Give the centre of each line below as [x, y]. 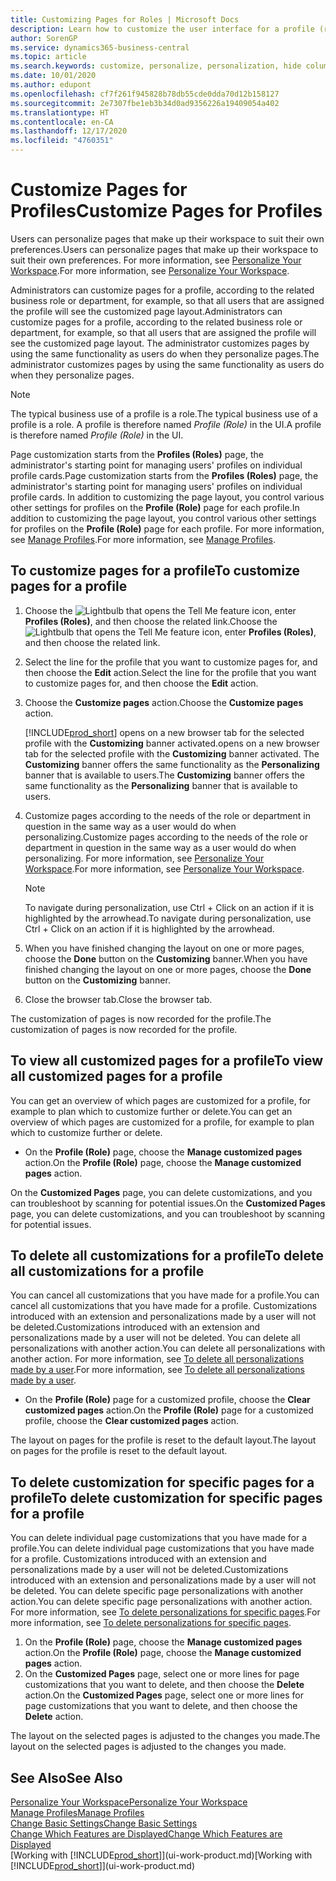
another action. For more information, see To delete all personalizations [157, 1359]
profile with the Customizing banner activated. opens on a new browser [172, 743]
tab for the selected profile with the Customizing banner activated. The [172, 753]
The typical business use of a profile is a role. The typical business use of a [164, 413]
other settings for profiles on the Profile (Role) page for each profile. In [155, 507]
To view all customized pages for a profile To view [166, 1061]
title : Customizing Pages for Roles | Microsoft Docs [125, 19]
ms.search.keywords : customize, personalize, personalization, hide [156, 66]
